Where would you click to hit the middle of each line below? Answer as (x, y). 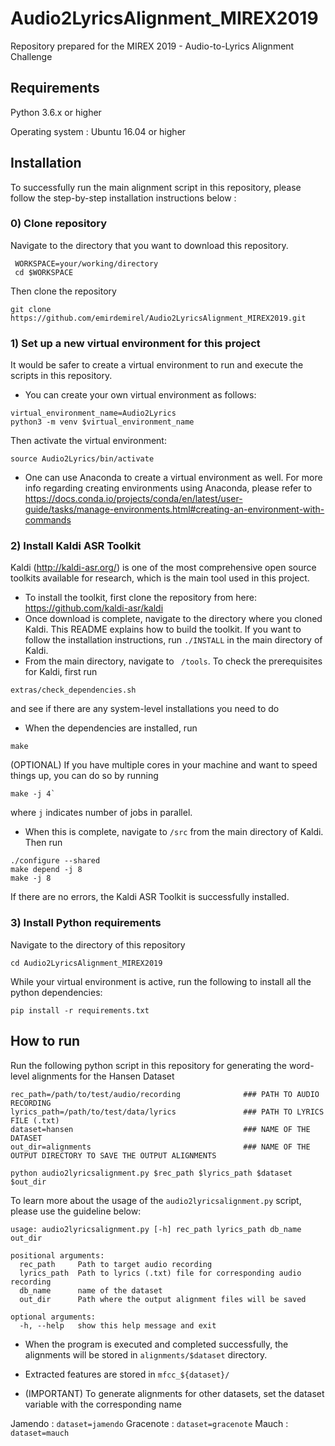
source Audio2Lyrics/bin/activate (82, 459)
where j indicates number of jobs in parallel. (101, 813)
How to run (45, 1041)
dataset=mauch (40, 1433)
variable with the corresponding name (103, 1404)
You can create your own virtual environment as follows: (140, 395)
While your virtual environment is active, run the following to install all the (161, 981)
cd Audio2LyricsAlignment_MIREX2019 (86, 963)
